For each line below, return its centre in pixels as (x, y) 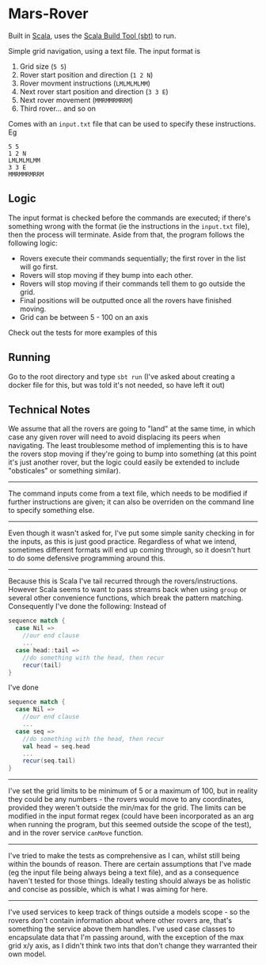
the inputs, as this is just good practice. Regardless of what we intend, (123, 541)
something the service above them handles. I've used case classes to (122, 929)
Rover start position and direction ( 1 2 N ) (86, 74)
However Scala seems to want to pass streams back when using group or (127, 590)
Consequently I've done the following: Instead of (87, 606)
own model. (27, 954)
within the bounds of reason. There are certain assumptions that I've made (130, 864)
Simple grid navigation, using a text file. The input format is (104, 51)
